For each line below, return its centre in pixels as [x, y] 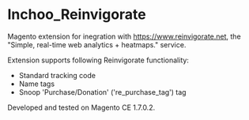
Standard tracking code [57, 75]
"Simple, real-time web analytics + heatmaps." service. [97, 44]
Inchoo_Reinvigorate [77, 15]
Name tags [37, 84]
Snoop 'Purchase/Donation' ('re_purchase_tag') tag [102, 92]
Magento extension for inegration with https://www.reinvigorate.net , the [124, 36]
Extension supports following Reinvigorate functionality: [98, 60]
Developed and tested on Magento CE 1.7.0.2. [81, 107]
